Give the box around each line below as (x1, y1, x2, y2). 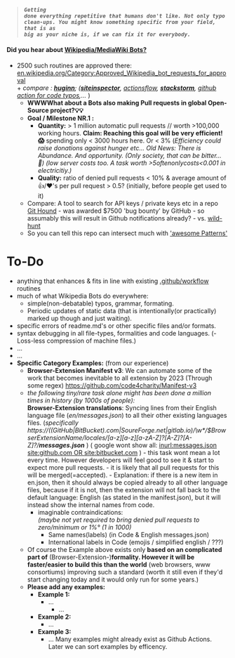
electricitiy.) (37, 166, 72, 174)
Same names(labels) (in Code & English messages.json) (48, 530, 210, 539)
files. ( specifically (27, 419, 79, 427)
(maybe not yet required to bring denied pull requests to (37, 515, 200, 524)
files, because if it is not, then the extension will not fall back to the (27, 485, 220, 494)
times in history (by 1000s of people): (27, 396, 135, 404)
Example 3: (37, 627, 72, 636)
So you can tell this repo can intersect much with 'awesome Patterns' (27, 229, 228, 237)
